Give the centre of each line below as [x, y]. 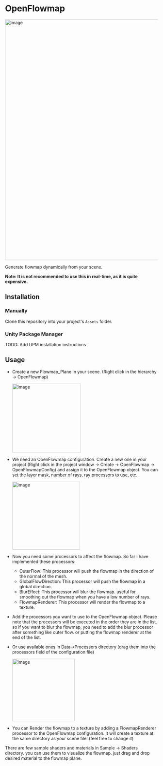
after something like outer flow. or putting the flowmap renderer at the [82, 632]
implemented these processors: [44, 561]
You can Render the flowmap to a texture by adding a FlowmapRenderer [84, 728]
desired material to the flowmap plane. [43, 758]
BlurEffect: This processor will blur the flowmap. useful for [77, 592]
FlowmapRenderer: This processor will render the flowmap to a [82, 602]
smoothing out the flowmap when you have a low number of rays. [85, 597]
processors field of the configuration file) [53, 652]
